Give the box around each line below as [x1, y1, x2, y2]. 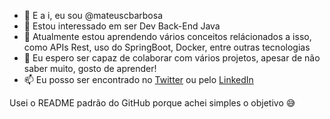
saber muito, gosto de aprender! [23, 63, 157, 74]
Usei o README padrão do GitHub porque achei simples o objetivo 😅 [9, 97, 296, 109]
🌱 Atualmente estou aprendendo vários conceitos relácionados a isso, [23, 31, 312, 42]
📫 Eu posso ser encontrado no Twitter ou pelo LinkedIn [23, 74, 254, 85]
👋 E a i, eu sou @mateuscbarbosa [23, 10, 164, 21]
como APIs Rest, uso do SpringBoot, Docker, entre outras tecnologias [23, 41, 311, 53]
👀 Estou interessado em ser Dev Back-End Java [23, 20, 221, 32]
